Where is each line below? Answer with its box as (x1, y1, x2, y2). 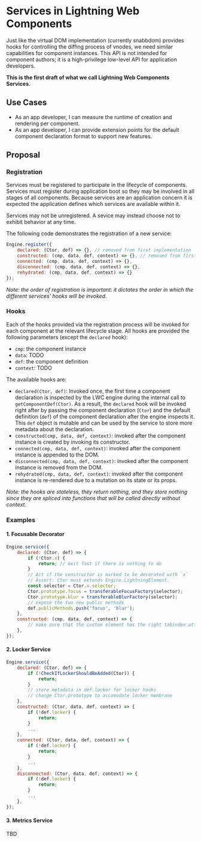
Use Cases (6, 98, 47, 108)
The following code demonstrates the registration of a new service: (6, 230, 172, 237)
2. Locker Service (6, 646, 51, 653)
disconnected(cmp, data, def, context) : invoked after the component (14, 457, 188, 465)
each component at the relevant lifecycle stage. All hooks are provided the (6, 327, 190, 334)
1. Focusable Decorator (6, 531, 65, 538)
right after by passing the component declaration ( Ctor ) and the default (14, 406, 190, 414)
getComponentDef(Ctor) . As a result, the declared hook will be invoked (14, 400, 187, 407)
